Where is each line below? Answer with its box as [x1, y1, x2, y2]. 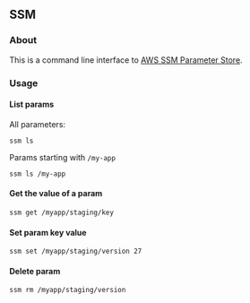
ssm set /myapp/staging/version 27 [9, 247, 142, 256]
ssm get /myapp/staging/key [9, 208, 115, 218]
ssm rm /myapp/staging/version [9, 286, 126, 295]
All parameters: [9, 118, 65, 129]
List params [9, 99, 55, 110]
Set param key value [9, 227, 87, 238]
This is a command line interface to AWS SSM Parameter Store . [9, 54, 244, 65]
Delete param [9, 265, 61, 276]
